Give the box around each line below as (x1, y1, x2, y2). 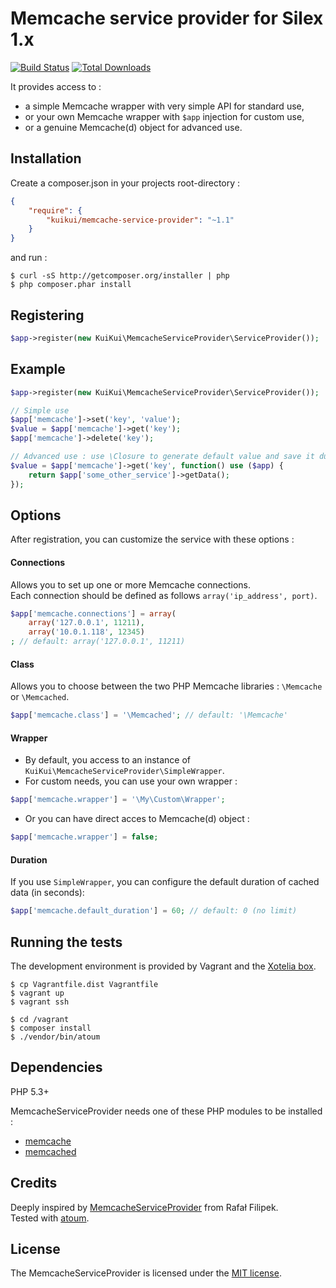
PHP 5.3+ (10, 1085, 50, 1097)
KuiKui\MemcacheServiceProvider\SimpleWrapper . (24, 765, 225, 777)
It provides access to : (10, 80, 102, 92)
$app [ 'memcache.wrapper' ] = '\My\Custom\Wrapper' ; (10, 795, 226, 805)
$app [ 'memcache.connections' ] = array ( (10, 608, 177, 619)
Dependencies (10, 1059, 103, 1076)
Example (10, 361, 66, 378)
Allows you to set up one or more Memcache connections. (10, 578, 251, 591)
